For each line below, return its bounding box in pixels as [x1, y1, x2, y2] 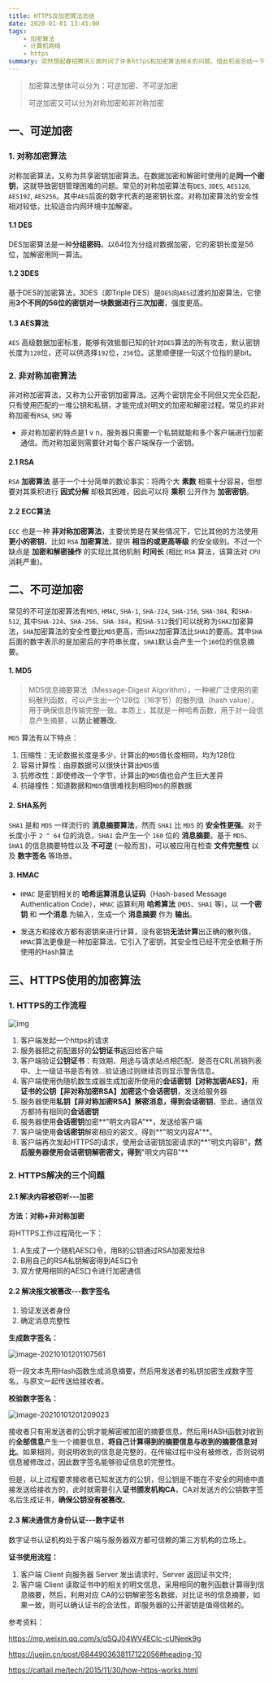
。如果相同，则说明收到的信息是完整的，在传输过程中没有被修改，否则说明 [15, 1447, 265, 1457]
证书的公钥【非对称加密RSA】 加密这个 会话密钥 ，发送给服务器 [19, 1086, 227, 1095]
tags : [8, 27, 27, 35]
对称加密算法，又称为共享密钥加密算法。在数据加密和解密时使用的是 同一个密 [8, 170, 265, 180]
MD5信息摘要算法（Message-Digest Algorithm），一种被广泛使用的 [28, 684, 252, 694]
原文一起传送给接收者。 [29, 1376, 108, 1386]
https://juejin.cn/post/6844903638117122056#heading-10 [8, 1649, 202, 1659]
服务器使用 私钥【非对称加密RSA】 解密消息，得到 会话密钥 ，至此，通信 [19, 1096, 256, 1106]
